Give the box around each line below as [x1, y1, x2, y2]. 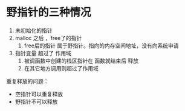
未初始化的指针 [15, 27, 53, 34]
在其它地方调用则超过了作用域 [24, 64, 99, 72]
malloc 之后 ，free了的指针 [15, 34, 82, 41]
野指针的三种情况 [6, 5, 92, 19]
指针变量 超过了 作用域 [15, 49, 71, 56]
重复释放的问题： [6, 77, 49, 85]
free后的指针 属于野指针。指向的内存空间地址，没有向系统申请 [24, 42, 180, 49]
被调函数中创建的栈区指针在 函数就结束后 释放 [24, 57, 139, 64]
